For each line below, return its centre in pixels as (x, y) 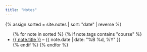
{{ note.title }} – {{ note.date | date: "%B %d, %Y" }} (66, 39)
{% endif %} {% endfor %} (40, 45)
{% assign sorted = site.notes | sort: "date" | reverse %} (63, 24)
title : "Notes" (21, 10)
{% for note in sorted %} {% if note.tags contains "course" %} (77, 34)
